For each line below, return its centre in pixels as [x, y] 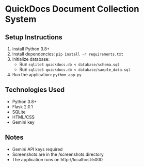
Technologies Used [35, 90]
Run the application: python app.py [47, 75]
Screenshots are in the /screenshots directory [58, 154]
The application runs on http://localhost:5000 [57, 159]
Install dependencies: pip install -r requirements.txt [68, 54]
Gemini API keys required [37, 149]
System [21, 19]
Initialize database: [31, 59]
